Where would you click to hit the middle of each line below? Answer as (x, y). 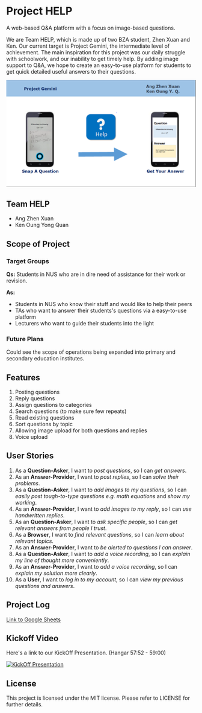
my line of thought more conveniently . (62, 560)
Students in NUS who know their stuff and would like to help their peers (103, 304)
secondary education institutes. (45, 359)
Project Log (28, 605)
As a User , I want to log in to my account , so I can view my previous (99, 579)
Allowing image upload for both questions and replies (81, 430)
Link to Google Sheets (34, 619)
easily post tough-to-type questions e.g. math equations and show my (103, 496)
